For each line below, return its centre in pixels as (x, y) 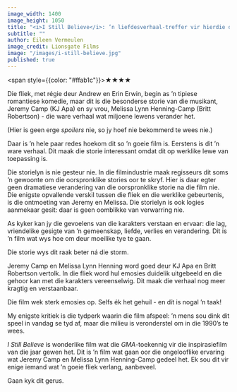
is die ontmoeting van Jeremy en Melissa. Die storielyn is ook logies (106, 202)
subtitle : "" (26, 34)
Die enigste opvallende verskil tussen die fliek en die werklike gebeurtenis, (116, 194)
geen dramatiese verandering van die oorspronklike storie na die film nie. (114, 187)
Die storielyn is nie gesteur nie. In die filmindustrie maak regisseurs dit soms (118, 172)
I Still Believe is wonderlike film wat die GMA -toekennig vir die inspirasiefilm (117, 344)
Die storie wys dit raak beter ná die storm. (68, 252)
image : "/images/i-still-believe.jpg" (64, 54)
